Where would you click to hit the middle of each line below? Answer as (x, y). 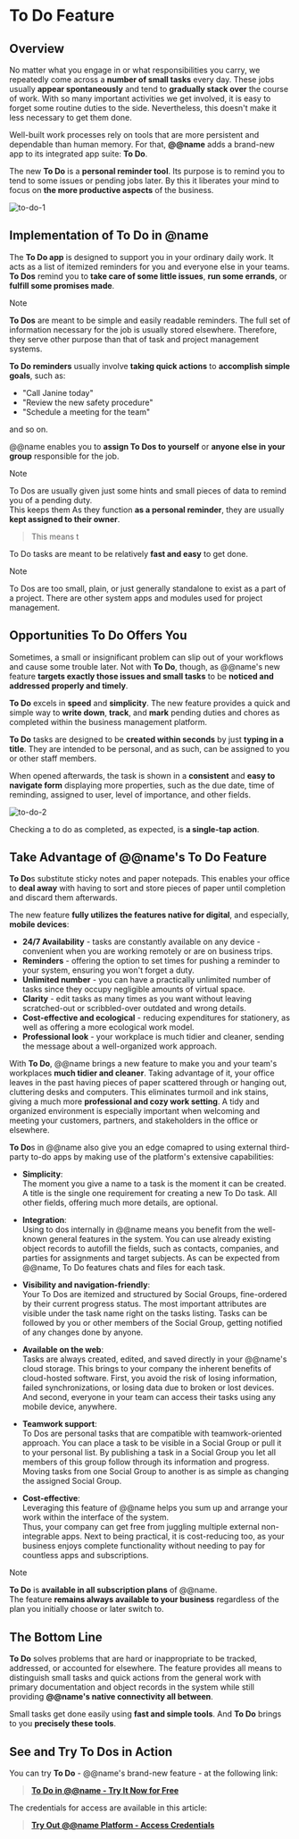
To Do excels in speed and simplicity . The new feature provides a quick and (150, 703)
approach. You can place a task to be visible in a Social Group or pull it (152, 1443)
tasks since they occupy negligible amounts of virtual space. (133, 990)
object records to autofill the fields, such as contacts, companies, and (150, 1249)
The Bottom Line (56, 1637)
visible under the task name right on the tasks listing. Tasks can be (145, 1313)
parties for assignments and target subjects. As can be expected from (151, 1258)
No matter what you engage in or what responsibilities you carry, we (135, 70)
